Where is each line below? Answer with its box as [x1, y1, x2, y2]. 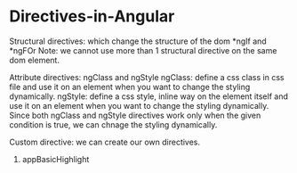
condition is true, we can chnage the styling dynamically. [9, 119, 218, 130]
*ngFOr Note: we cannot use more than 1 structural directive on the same [9, 45, 277, 55]
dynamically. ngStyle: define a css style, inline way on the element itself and [9, 91, 289, 102]
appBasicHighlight [21, 153, 90, 164]
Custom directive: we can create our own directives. [9, 136, 201, 147]
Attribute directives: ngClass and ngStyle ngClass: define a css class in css [9, 71, 285, 82]
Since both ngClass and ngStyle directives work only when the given [9, 110, 261, 120]
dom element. [9, 54, 60, 65]
